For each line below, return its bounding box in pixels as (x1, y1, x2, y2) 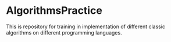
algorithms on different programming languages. (6, 29, 122, 36)
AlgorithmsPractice (6, 4, 103, 17)
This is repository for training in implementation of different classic (6, 23, 166, 30)
